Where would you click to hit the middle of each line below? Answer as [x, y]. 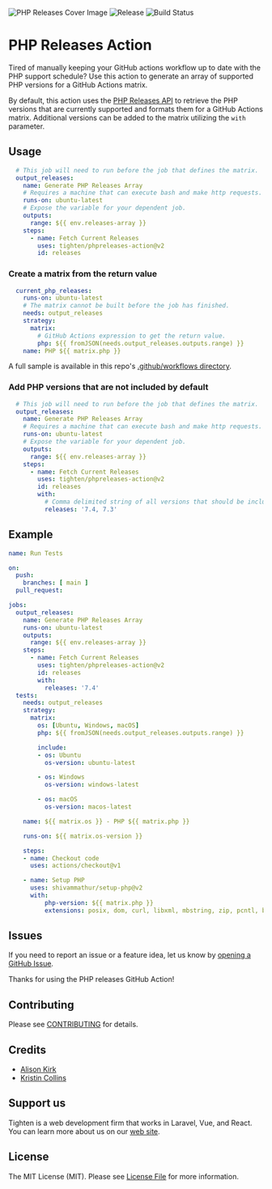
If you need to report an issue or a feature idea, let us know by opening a [130, 955]
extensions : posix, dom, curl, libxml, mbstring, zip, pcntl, [151, 911]
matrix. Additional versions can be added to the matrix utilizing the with [127, 117]
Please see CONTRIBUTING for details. [74, 1025]
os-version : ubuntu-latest [90, 762]
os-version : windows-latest [91, 785]
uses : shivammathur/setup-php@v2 [86, 888]
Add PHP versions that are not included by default [108, 387]
